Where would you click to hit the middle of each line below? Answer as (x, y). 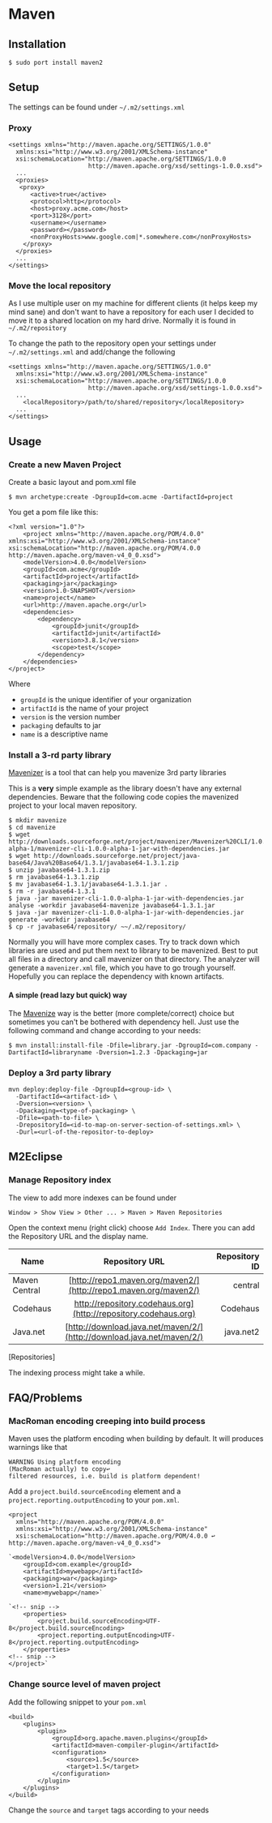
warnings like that (38, 1448)
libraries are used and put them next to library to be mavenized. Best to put (133, 950)
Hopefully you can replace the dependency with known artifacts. (116, 976)
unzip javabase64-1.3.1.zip (63, 870)
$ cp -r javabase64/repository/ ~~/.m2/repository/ (97, 927)
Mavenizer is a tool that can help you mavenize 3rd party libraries (117, 773)
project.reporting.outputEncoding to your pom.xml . (94, 1500)
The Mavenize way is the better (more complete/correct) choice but (121, 1013)
